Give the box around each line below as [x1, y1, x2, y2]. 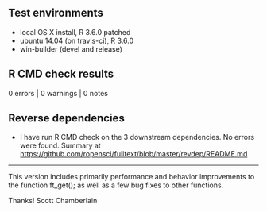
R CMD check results [8, 67, 114, 81]
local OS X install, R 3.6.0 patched [19, 27, 131, 37]
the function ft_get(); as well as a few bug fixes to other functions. [8, 180, 224, 190]
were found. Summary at [19, 141, 101, 150]
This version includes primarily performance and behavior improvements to [8, 172, 255, 182]
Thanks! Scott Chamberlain [8, 196, 98, 206]
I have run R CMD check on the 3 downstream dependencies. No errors [19, 133, 255, 142]
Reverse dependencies [8, 111, 125, 125]
